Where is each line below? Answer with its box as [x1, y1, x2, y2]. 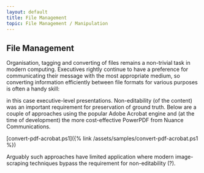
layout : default [6, 9, 48, 15]
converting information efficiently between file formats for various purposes [6, 79, 198, 86]
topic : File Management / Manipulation [6, 20, 108, 26]
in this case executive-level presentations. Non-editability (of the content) [6, 97, 193, 105]
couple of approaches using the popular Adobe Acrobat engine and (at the [6, 110, 195, 117]
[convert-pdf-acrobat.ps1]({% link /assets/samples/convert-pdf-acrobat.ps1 [6, 135, 198, 142]
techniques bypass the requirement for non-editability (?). [29, 160, 176, 167]
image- [175, 153, 194, 161]
